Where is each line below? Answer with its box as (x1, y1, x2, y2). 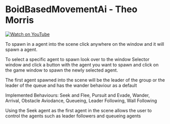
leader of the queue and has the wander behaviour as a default (5, 82, 137, 88)
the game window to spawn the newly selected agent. (5, 67, 118, 73)
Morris (5, 14, 34, 26)
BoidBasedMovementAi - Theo (5, 4, 138, 15)
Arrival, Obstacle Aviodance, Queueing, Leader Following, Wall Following (5, 98, 157, 104)
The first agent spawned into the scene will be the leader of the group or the (5, 77, 165, 83)
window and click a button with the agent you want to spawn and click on (5, 61, 159, 68)
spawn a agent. (5, 46, 38, 52)
